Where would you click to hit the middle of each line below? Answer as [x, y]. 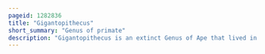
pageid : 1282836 [35, 15]
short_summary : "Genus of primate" [67, 30]
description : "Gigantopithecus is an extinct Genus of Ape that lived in [133, 38]
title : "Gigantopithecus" [51, 23]
